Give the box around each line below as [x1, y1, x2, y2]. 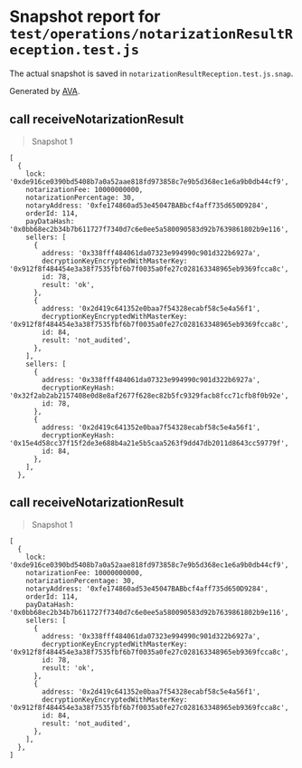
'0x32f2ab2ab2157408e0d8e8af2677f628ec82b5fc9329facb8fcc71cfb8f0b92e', [9, 391, 289, 400]
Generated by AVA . [9, 85, 80, 96]
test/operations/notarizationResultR [9, 25, 294, 43]
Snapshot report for [9, 6, 161, 27]
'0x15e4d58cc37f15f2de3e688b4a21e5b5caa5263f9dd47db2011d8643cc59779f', [9, 438, 289, 447]
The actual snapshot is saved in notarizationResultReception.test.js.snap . [9, 68, 294, 79]
